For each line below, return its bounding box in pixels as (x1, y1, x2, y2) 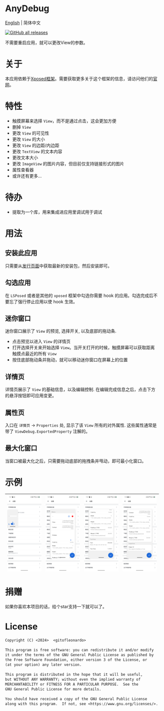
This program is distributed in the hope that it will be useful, (5, 672, 143, 677)
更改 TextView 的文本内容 (12, 148, 62, 154)
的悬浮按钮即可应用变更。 (5, 392, 57, 399)
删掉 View (12, 124, 31, 130)
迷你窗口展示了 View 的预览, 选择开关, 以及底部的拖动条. (5, 328, 117, 334)
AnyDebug (5, 3, 50, 14)
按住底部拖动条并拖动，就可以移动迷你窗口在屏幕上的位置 (12, 357, 128, 363)
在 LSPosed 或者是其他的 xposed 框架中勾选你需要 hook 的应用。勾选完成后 (5, 292, 154, 298)
